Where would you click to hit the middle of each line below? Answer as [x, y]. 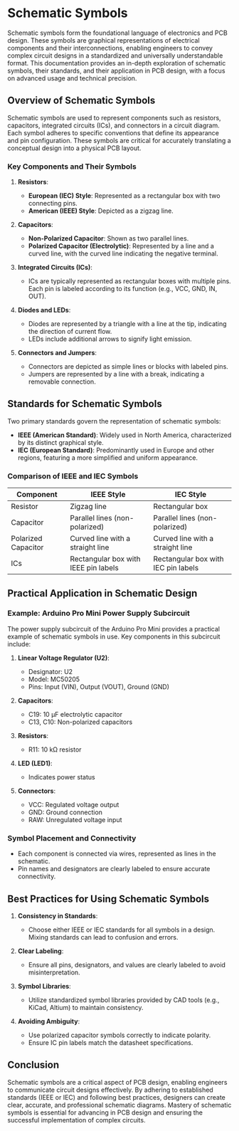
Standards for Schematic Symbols [85, 404]
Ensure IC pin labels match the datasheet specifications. [111, 1042]
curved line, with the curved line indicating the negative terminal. [123, 253]
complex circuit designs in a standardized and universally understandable [115, 56]
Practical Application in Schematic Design [102, 593]
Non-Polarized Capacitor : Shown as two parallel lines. [108, 238]
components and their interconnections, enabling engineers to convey [110, 48]
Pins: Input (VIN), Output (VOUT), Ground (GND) [99, 687]
